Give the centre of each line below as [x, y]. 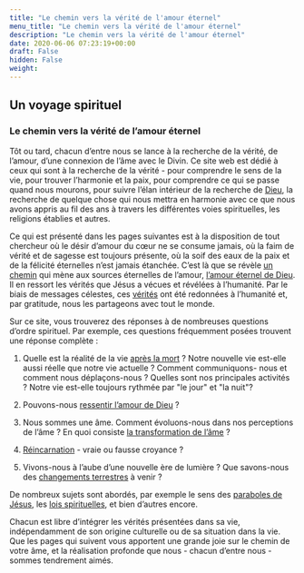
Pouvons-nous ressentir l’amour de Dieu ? [101, 404]
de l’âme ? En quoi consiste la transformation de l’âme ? [126, 431]
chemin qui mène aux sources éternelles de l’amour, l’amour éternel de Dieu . [152, 274]
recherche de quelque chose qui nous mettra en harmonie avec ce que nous [152, 199]
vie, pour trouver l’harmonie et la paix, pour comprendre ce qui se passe [144, 180]
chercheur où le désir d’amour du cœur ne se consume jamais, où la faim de [152, 245]
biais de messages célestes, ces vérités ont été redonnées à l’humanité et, [149, 294]
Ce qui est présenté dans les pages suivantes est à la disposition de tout [145, 236]
